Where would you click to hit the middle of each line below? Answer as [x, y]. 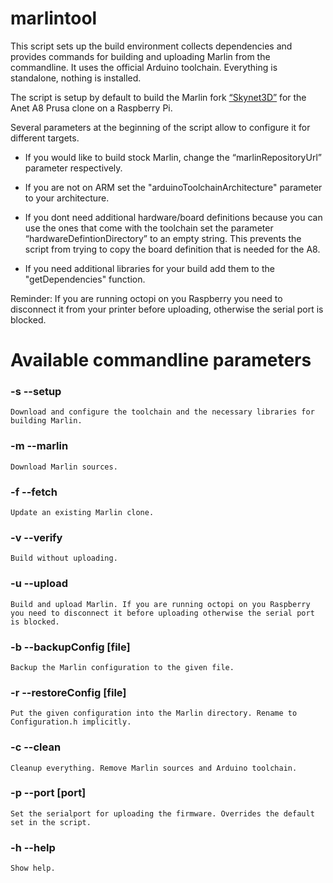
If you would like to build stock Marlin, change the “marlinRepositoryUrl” [173, 157]
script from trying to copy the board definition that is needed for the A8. [172, 249]
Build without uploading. [64, 558]
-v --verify [36, 537]
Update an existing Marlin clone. [82, 513]
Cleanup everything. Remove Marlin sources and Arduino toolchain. [154, 768]
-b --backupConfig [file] [70, 647]
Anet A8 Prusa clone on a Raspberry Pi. [91, 108]
